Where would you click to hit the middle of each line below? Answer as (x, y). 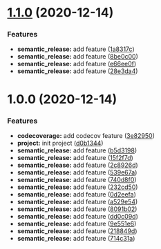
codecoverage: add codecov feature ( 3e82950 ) (86, 135)
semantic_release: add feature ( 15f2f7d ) (75, 157)
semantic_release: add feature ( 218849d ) (77, 231)
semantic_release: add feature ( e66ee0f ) (77, 64)
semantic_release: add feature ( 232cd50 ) (77, 187)
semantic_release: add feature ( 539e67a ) (77, 172)
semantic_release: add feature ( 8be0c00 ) (77, 57)
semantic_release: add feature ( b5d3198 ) (77, 150)
